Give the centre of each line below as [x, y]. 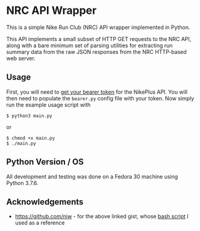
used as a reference [40, 223]
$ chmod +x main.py [31, 138]
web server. [21, 58]
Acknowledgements [45, 202]
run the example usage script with [48, 105]
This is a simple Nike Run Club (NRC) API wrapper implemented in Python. [98, 27]
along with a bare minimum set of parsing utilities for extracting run [89, 45]
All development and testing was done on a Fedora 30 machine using [92, 177]
